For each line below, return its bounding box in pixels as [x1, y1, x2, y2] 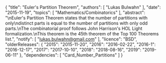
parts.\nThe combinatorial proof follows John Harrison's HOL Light [5, 25, 142, 31]
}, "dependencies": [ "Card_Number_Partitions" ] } [19, 52, 123, 58]
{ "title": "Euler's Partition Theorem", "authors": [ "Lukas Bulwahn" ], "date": [5, 4, 161, 10]
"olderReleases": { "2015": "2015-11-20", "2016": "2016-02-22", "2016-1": [5, 41, 156, 47]
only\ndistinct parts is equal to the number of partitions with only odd [5, 20, 148, 26]
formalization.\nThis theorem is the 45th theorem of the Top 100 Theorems [5, 31, 159, 36]
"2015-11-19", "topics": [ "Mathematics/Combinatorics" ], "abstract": [5, 9, 145, 15]
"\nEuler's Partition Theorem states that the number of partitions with [5, 15, 147, 20]
